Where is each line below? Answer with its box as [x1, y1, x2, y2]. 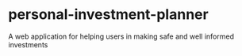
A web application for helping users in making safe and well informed [8, 32, 234, 41]
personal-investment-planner [8, 6, 209, 24]
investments [8, 39, 48, 49]
